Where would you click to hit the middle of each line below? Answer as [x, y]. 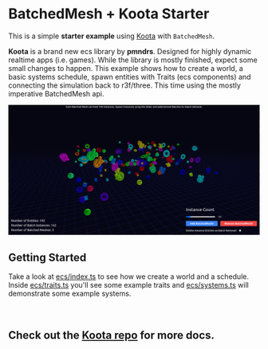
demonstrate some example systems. [70, 294]
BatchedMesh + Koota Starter [109, 14]
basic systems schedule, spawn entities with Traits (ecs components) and [130, 76]
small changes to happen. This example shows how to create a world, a [126, 68]
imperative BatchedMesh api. [56, 93]
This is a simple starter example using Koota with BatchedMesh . [112, 36]
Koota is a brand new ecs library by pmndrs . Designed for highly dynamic [130, 51]
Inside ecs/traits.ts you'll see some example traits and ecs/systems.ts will [128, 285]
